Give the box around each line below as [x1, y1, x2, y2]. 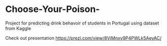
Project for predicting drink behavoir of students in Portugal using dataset [5, 20, 159, 26]
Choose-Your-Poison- [5, 3, 100, 15]
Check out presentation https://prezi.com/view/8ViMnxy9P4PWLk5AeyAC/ [5, 35, 162, 41]
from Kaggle [5, 25, 31, 31]
